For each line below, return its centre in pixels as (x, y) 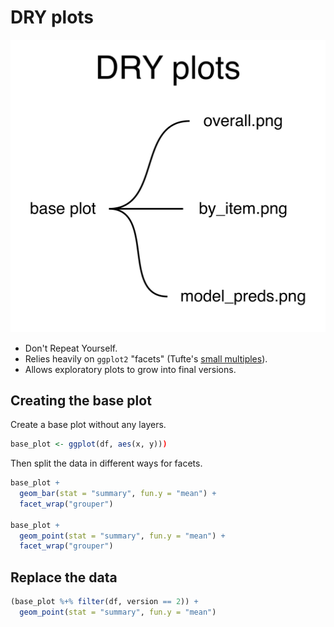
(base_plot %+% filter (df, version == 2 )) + (104, 602)
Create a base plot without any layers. (88, 425)
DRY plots (52, 17)
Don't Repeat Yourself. (71, 348)
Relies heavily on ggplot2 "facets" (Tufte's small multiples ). (146, 358)
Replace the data (64, 577)
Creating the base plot (81, 400)
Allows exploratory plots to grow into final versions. (130, 369)
